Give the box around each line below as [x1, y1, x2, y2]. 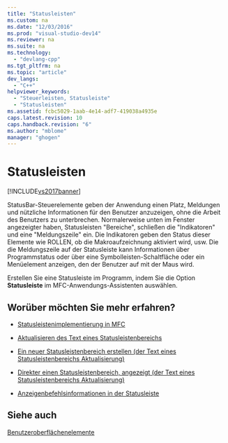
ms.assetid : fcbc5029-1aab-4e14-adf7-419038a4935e [7, 108, 158, 115]
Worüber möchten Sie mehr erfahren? [7, 302, 176, 314]
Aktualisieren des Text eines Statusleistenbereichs [17, 334, 162, 342]
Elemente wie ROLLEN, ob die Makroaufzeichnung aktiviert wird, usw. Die [7, 238, 219, 246]
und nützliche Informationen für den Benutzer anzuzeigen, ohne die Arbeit [7, 208, 221, 217]
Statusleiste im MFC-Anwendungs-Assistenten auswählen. [7, 281, 178, 290]
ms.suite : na [7, 43, 45, 50]
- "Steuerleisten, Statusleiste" [13, 95, 111, 102]
